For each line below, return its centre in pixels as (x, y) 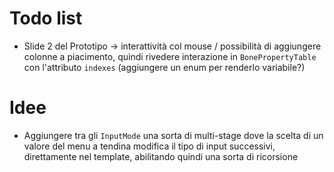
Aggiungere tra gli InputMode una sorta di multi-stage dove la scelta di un (173, 135)
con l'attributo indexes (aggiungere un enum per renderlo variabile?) (164, 67)
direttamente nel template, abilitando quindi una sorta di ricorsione (161, 156)
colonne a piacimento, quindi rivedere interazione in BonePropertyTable (170, 56)
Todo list (46, 18)
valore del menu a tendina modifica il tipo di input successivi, (149, 146)
